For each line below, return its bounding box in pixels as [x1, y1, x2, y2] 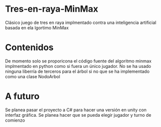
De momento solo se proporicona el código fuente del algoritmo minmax [5, 58, 152, 64]
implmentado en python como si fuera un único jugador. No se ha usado [5, 63, 151, 69]
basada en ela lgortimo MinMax [5, 24, 69, 30]
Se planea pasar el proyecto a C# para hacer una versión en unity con [5, 106, 147, 113]
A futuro [5, 91, 40, 102]
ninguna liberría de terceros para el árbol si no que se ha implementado [5, 68, 150, 74]
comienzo [5, 117, 26, 123]
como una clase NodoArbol [5, 73, 60, 79]
